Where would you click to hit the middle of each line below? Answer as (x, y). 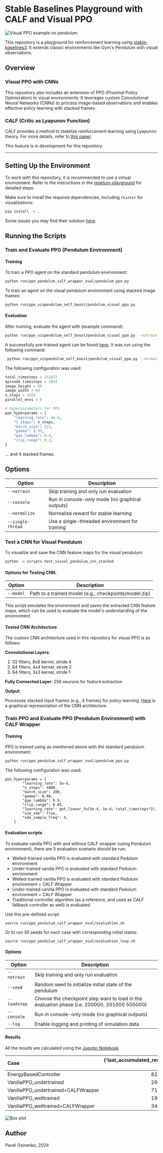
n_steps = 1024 (20, 395)
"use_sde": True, (40, 813)
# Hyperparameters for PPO (32, 409)
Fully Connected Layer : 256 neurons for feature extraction (64, 682)
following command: (25, 350)
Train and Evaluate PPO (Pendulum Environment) (64, 250)
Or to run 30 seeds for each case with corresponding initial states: (71, 932)
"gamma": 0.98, (38, 796)
